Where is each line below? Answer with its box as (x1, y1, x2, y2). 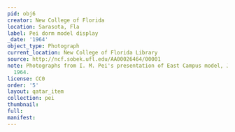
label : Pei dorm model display (7, 29, 99, 37)
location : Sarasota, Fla (7, 23, 80, 30)
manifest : (7, 114, 36, 121)
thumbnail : (7, 101, 39, 108)
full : (7, 108, 23, 115)
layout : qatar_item (7, 88, 64, 95)
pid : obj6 (7, 10, 36, 17)
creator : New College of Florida (7, 17, 105, 24)
